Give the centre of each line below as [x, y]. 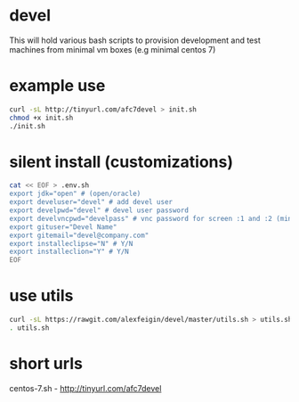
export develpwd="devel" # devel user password [99, 210]
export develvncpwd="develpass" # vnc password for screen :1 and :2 [141, 218]
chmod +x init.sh [41, 118]
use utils [41, 296]
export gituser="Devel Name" [63, 227]
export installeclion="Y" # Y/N [69, 252]
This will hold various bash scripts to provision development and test [135, 40]
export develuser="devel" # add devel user [91, 202]
